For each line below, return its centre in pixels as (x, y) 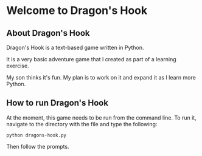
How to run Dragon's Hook (57, 103)
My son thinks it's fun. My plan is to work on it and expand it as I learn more (101, 77)
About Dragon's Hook (48, 33)
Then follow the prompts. (38, 146)
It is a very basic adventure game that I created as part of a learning (91, 59)
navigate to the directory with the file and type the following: (82, 124)
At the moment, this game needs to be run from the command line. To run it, (101, 117)
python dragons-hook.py (37, 135)
